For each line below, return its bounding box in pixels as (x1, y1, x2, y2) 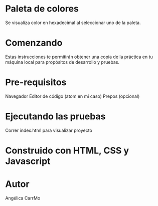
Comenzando (5, 37, 63, 49)
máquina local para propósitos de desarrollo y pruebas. (5, 59, 119, 65)
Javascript (5, 155, 51, 167)
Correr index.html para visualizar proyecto (5, 127, 93, 133)
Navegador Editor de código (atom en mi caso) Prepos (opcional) (5, 93, 140, 99)
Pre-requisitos (5, 77, 67, 88)
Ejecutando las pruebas (5, 111, 106, 122)
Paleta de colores (5, 3, 79, 15)
